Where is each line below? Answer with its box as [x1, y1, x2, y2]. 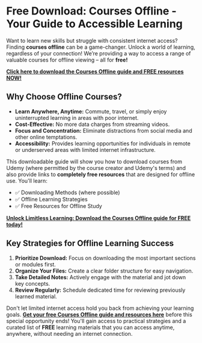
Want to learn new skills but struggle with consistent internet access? [6, 37, 178, 44]
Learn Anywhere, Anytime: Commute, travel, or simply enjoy [14, 107, 167, 115]
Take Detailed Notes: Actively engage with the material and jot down [14, 273, 186, 281]
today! [6, 221, 23, 228]
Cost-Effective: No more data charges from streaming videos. [14, 121, 170, 128]
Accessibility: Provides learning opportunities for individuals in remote [14, 140, 191, 147]
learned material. [14, 292, 57, 300]
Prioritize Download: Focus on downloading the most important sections [14, 254, 196, 262]
